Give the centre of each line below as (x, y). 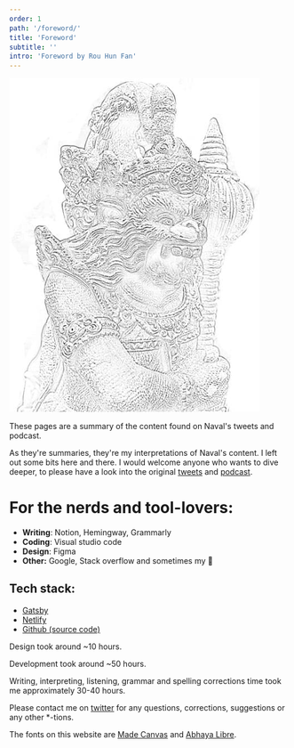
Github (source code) (61, 629)
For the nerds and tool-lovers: (121, 508)
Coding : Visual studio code (72, 542)
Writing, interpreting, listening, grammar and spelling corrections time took (145, 680)
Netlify (34, 620)
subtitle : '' (33, 47)
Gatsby (35, 610)
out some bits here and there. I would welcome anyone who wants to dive (144, 462)
